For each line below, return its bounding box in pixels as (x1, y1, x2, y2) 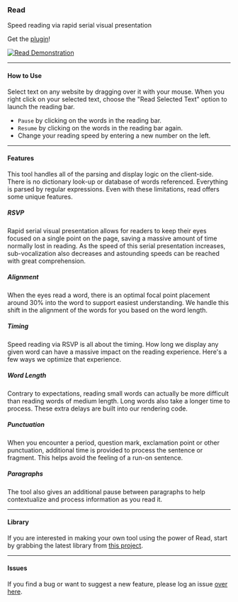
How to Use (7, 71, 42, 79)
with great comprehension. (7, 257, 86, 265)
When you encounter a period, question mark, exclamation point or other (7, 438, 220, 447)
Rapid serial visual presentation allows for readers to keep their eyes (7, 226, 207, 235)
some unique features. (7, 192, 73, 201)
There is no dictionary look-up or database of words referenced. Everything (7, 177, 228, 186)
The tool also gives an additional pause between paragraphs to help (7, 487, 205, 496)
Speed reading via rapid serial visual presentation (7, 21, 152, 30)
